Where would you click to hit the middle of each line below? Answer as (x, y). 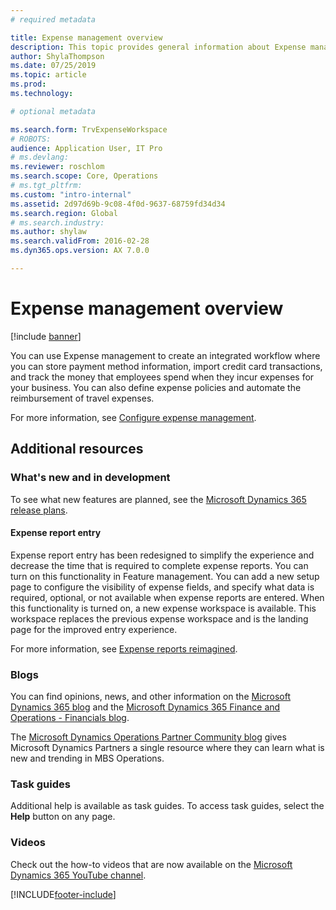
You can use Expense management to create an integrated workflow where (165, 355)
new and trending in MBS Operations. (87, 758)
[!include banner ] (46, 336)
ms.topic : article (48, 75)
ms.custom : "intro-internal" (71, 194)
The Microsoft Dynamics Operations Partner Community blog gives (148, 737)
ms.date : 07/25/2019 (53, 66)
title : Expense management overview (86, 37)
